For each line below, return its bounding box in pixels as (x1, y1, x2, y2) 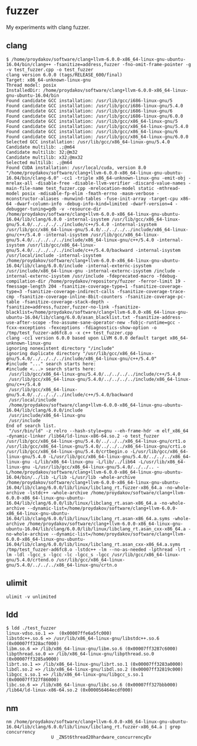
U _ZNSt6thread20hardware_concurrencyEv (51, 734, 152, 741)
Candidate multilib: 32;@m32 (6, 149, 78, 155)
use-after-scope (6, 320, 46, 326)
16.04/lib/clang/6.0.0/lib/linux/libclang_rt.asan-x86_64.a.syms (6, 515, 170, 521)
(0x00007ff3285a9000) (6, 656, 60, 662)
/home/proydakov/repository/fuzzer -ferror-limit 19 (48, 278, 181, 284)
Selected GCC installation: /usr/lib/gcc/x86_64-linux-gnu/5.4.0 (6, 139, 170, 145)
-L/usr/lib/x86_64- (137, 459, 186, 465)
